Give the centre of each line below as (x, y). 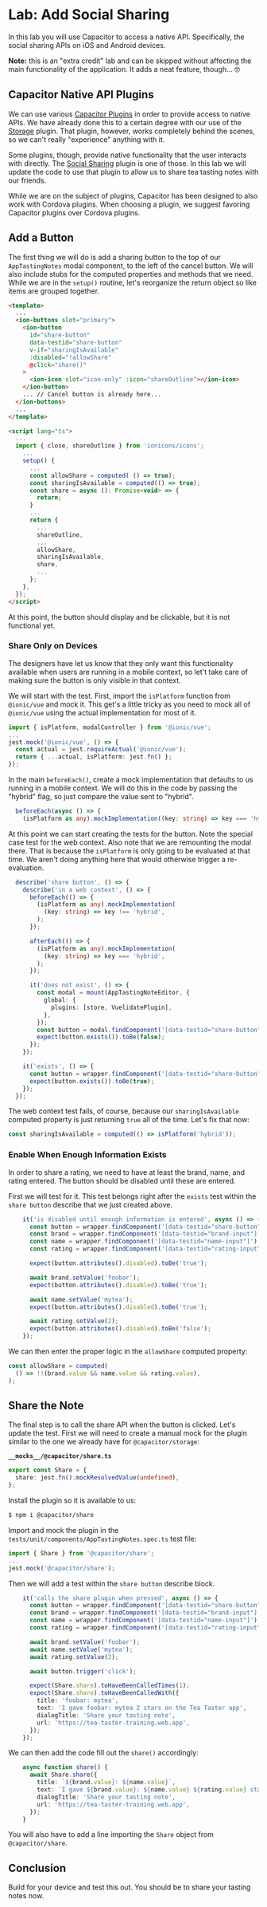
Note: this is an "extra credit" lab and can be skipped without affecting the (130, 61)
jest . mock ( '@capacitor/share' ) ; (62, 1568)
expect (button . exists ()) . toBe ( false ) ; (101, 1037)
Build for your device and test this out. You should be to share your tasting (130, 1887)
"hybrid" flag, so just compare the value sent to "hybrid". (101, 797)
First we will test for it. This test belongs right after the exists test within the (132, 1196)
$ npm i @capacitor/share (51, 1515)
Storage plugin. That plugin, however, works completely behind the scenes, (132, 131)
